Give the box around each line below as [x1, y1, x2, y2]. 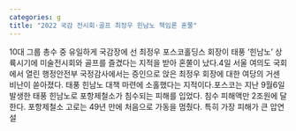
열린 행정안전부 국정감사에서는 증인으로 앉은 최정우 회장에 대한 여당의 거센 [25, 68, 281, 79]
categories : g [9, 12, 62, 22]
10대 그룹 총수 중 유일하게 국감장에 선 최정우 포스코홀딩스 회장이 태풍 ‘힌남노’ [9, 46, 274, 57]
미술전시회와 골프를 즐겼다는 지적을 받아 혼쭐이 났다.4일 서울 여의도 [39, 57, 271, 68]
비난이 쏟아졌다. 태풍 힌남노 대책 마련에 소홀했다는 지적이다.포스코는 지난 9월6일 [9, 79, 285, 90]
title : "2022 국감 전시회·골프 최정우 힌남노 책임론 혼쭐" [9, 21, 198, 30]
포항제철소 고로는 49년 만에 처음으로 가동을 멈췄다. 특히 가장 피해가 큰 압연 [27, 101, 285, 112]
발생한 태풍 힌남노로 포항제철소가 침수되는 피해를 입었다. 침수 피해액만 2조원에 [9, 90, 278, 101]
